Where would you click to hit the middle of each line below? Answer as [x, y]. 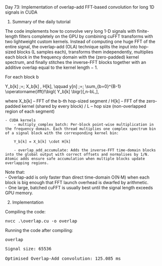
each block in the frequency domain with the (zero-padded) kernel [72, 57]
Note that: [15, 172]
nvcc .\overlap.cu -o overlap [41, 221]
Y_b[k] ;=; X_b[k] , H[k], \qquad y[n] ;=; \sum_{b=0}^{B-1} [63, 86]
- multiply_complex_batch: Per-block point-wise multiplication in [84, 124]
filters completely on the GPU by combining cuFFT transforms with [86, 36]
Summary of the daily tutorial [41, 22]
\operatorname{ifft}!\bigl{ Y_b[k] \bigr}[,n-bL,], [52, 92]
